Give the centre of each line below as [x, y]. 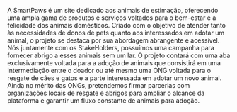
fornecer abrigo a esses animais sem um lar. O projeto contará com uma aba [119, 55]
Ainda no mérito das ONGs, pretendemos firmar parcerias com [99, 85]
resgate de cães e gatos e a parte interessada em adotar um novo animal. [115, 78]
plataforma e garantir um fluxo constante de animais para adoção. [104, 101]
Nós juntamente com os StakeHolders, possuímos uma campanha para [111, 48]
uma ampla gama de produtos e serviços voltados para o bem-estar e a [112, 18]
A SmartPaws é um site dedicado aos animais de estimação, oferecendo [113, 10]
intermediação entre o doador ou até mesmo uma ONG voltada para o [109, 71]
